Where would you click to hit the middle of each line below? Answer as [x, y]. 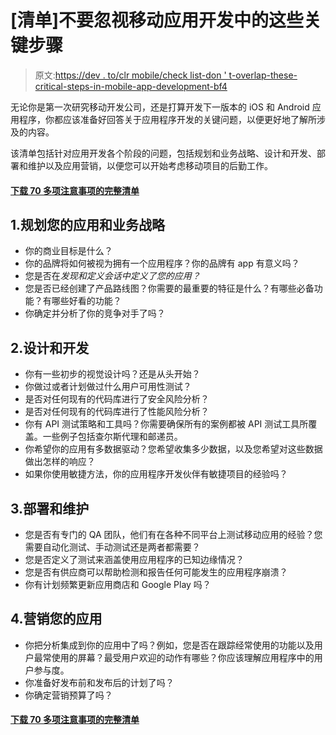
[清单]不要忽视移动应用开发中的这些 [157, 20]
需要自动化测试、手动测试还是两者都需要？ [112, 547]
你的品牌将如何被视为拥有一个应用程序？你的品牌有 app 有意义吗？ [162, 263]
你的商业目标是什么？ [68, 251]
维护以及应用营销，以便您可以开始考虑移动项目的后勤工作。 [150, 165]
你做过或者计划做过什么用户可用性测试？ [108, 387]
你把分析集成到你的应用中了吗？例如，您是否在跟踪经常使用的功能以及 [169, 645]
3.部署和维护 [50, 508]
